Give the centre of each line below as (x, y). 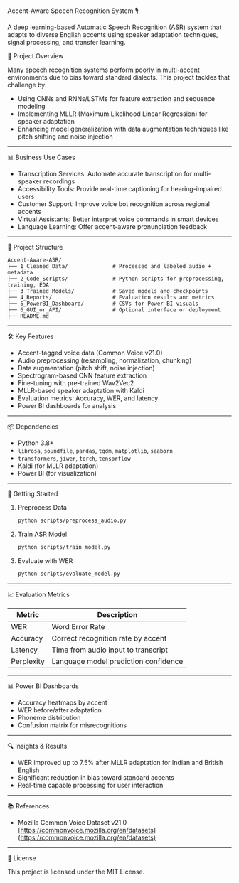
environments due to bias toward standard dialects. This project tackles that (118, 77)
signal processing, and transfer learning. (67, 42)
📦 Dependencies (33, 427)
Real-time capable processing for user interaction (90, 785)
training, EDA (28, 285)
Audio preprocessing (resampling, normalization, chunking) (105, 360)
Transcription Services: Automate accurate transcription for (105, 174)
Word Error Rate (78, 626)
